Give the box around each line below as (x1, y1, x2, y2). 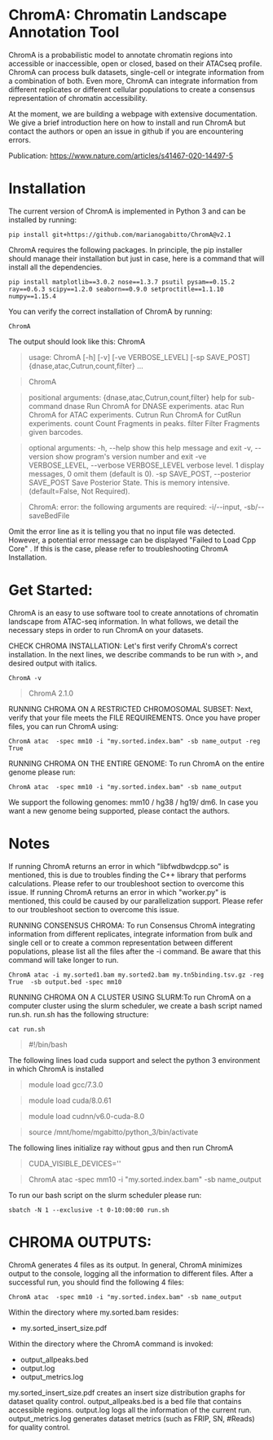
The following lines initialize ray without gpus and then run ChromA (8, 1143, 234, 1152)
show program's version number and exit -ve (55, 451, 207, 461)
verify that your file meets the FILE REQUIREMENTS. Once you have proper (8, 713, 261, 722)
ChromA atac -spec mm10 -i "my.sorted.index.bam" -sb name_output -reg (8, 737, 261, 745)
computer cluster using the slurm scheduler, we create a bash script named (8, 1000, 262, 1011)
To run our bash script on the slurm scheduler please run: (8, 1190, 202, 1200)
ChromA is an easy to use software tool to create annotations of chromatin (8, 608, 259, 617)
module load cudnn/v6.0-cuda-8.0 (28, 1111, 145, 1121)
